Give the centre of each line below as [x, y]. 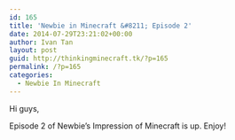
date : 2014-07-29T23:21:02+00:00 [71, 34]
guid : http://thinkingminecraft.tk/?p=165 [89, 58]
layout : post [33, 51]
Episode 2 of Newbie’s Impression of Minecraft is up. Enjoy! [117, 126]
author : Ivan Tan [41, 42]
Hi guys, [24, 108]
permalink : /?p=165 [45, 67]
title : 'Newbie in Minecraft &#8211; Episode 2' [101, 26]
